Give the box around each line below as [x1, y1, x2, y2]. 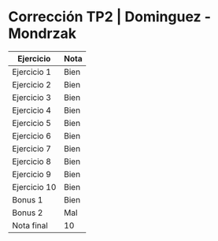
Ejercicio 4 [12, 105, 51, 116]
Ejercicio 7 [12, 143, 51, 154]
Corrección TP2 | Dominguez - [8, 8, 211, 26]
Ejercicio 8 [12, 156, 51, 167]
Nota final [12, 220, 49, 231]
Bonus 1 [12, 194, 43, 205]
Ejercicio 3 [12, 91, 51, 102]
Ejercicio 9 [12, 169, 51, 180]
